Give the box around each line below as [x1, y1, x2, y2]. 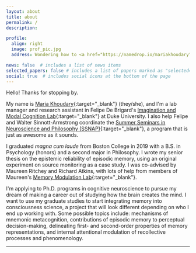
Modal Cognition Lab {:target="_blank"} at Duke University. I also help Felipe [6, 113, 188, 120]
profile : [6, 36, 27, 41]
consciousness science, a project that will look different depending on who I [6, 204, 189, 211]
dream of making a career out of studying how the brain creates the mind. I [6, 191, 187, 199]
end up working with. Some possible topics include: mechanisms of [6, 210, 169, 217]
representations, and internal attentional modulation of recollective [6, 228, 166, 235]
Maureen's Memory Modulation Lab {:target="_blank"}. [6, 174, 137, 181]
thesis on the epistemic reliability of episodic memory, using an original [6, 155, 177, 162]
